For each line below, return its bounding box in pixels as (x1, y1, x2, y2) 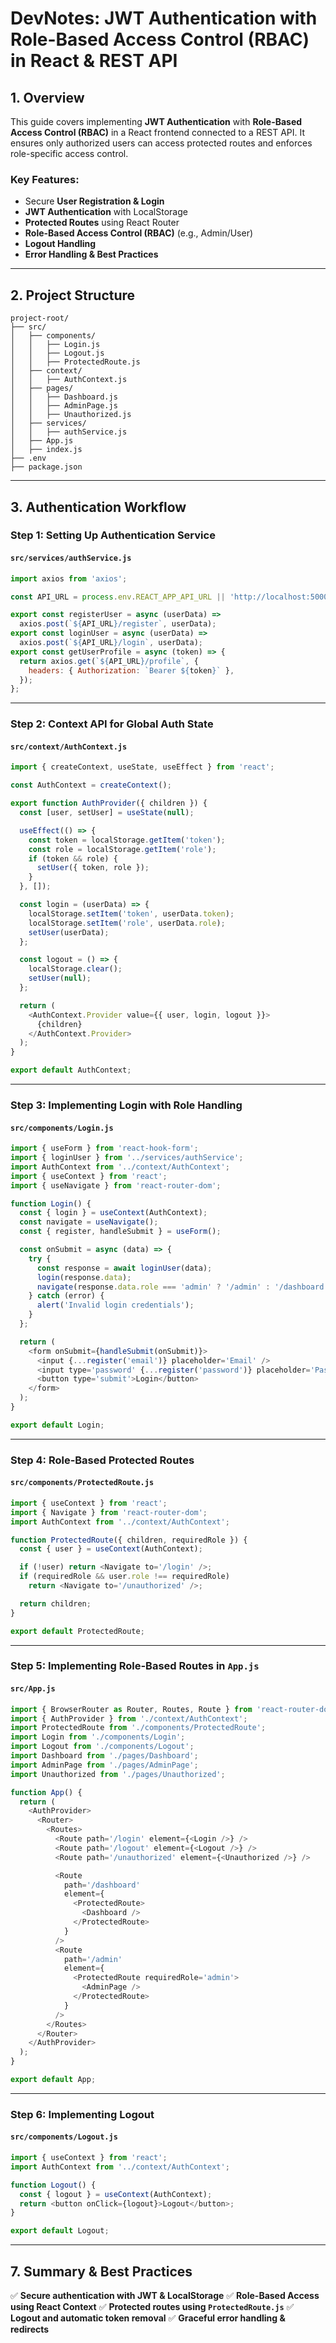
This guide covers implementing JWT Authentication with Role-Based (10, 116, 303, 127)
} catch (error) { (28, 1291, 105, 1301)
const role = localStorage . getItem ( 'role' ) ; (28, 844, 217, 854)
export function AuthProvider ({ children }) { (10, 798, 208, 809)
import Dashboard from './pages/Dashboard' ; (10, 1751, 199, 1761)
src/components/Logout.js (10, 2132, 118, 2142)
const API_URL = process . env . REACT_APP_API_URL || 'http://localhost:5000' (10, 592, 333, 602)
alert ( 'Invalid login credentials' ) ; (36, 1300, 195, 1311)
